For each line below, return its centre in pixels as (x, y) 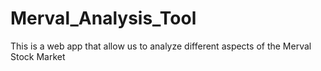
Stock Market (38, 56)
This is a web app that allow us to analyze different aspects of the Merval (161, 46)
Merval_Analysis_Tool (103, 18)
